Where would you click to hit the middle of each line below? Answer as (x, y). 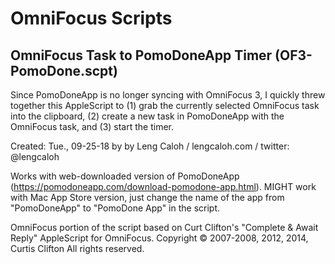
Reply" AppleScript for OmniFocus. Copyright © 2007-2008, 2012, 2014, (159, 238)
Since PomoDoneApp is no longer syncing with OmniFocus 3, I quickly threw (168, 95)
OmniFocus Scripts (91, 18)
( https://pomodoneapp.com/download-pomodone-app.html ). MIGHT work (163, 186)
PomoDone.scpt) (64, 70)
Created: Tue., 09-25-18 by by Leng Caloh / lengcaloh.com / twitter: (150, 146)
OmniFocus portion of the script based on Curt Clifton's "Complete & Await (164, 227)
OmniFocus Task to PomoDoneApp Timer (141, 55)
